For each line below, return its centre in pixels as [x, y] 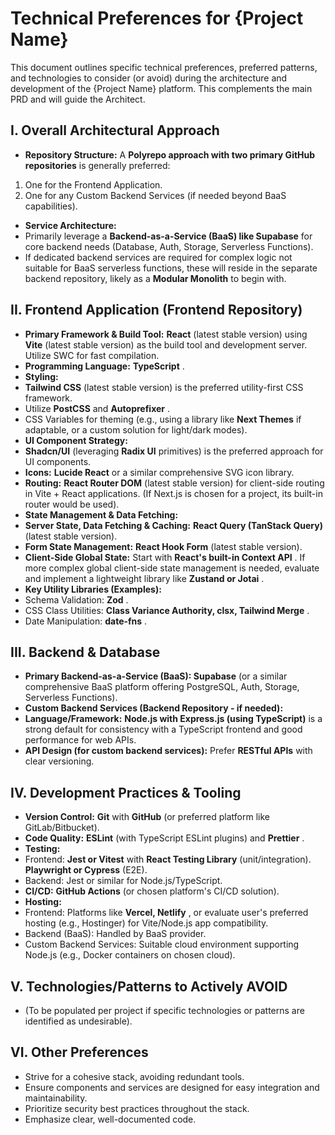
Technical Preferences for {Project [157, 18]
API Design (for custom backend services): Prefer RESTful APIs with [168, 751]
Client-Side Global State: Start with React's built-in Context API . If [165, 557]
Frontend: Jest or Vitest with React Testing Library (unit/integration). [168, 859]
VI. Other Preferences [79, 1052]
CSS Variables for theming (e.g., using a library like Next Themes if [163, 419]
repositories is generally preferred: [97, 165]
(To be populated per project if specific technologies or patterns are [164, 1010]
